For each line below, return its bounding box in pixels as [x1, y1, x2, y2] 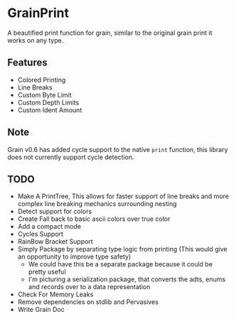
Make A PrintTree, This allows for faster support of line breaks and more [17, 192, 230, 200]
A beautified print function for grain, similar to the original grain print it [7, 28, 213, 37]
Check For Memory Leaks [17, 290, 94, 299]
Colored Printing [17, 75, 66, 84]
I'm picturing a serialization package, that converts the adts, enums [28, 275, 226, 283]
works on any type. [7, 36, 64, 44]
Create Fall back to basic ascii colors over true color [17, 215, 171, 223]
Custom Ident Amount [17, 105, 82, 114]
